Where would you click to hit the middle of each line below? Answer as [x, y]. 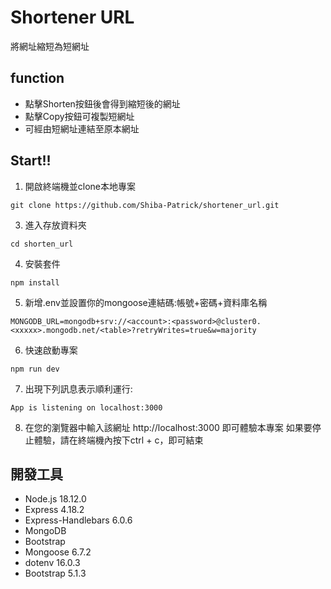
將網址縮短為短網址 [50, 46]
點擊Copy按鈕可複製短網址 [79, 116]
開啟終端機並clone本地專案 [80, 186]
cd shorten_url [42, 244]
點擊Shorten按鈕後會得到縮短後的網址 [102, 103]
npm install [35, 282]
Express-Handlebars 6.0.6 [78, 520]
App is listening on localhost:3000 [86, 407]
